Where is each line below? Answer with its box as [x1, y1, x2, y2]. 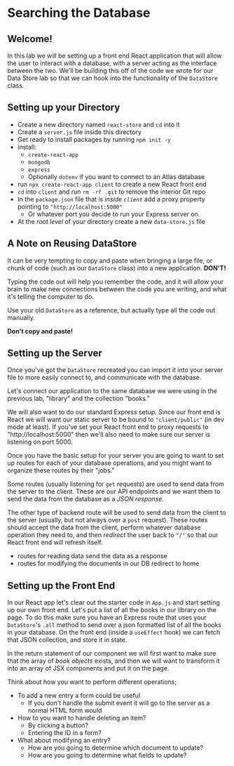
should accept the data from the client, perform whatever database [7, 523, 201, 531]
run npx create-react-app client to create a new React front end [17, 180, 207, 188]
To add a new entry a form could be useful [17, 692, 141, 700]
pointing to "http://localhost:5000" [17, 202, 123, 211]
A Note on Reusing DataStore [7, 237, 137, 250]
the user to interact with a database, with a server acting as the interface [7, 59, 217, 67]
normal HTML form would [27, 706, 102, 715]
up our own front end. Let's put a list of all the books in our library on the [7, 606, 217, 614]
